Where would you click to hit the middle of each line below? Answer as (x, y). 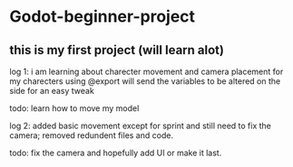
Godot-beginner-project (103, 17)
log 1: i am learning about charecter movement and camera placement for (146, 71)
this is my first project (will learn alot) (117, 50)
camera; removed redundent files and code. (92, 135)
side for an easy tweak (52, 91)
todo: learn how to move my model (74, 108)
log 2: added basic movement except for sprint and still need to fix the (141, 125)
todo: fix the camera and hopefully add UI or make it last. (116, 153)
